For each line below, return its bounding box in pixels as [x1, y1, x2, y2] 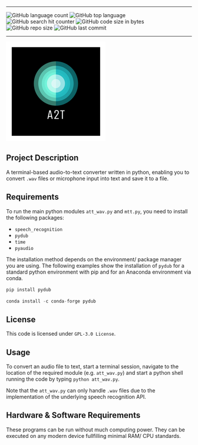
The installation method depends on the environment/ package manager [6, 255, 182, 263]
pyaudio [14, 245, 34, 251]
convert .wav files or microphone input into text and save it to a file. [6, 175, 169, 182]
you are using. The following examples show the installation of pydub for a [6, 262, 184, 269]
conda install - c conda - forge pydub [6, 298, 96, 304]
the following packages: [6, 214, 64, 221]
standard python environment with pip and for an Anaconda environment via [6, 268, 192, 275]
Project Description [6, 153, 79, 163]
